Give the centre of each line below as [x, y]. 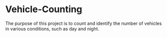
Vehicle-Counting [44, 9]
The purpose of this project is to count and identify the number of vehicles [83, 23]
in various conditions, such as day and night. [52, 28]
